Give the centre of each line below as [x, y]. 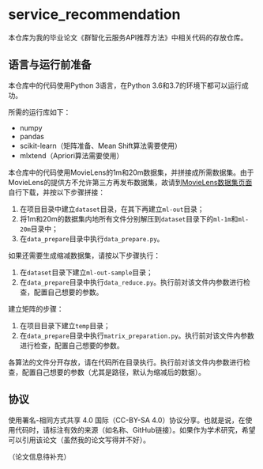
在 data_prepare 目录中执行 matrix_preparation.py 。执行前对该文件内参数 [137, 335]
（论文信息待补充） [39, 456]
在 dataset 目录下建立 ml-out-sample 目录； [86, 272]
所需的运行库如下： [39, 112]
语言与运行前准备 [50, 65]
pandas [32, 136]
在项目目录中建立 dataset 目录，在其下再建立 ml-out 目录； [112, 209]
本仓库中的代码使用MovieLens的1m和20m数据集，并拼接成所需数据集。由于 [131, 172]
